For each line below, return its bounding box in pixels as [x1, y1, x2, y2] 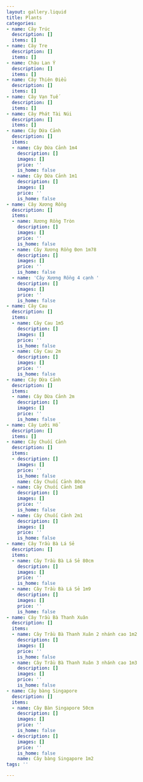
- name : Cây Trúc [6, 26, 51, 32]
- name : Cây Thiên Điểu [6, 77, 67, 83]
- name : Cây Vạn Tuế [6, 94, 59, 100]
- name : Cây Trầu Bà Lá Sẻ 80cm [12, 557, 94, 564]
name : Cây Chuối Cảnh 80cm [17, 478, 86, 484]
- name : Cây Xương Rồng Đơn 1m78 [12, 246, 97, 253]
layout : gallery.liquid [6, 9, 67, 15]
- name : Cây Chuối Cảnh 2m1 [12, 512, 83, 518]
